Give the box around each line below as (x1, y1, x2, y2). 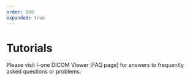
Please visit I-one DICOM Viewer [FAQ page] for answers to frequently (6, 61, 184, 69)
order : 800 (6, 9, 34, 15)
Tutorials (6, 41, 53, 55)
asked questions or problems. (6, 68, 82, 75)
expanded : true (6, 15, 45, 21)
